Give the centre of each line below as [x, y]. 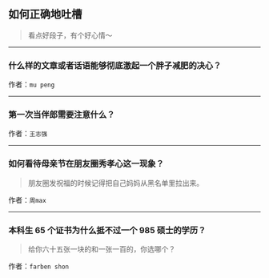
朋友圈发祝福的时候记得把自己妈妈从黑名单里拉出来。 [116, 183]
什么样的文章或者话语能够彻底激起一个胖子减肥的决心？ [115, 65]
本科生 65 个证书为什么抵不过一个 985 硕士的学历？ [107, 230]
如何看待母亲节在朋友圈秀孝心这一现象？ [86, 164]
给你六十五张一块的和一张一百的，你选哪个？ [102, 249]
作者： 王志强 [28, 134]
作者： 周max [27, 199]
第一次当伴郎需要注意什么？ [62, 115]
